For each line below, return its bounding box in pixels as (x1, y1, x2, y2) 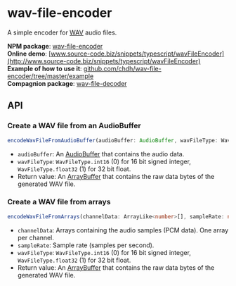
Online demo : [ (7, 49, 51, 58)
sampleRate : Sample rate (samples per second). (17, 241, 155, 249)
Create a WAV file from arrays (7, 197, 111, 207)
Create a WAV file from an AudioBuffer (7, 121, 142, 131)
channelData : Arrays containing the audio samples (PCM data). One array (17, 225, 229, 234)
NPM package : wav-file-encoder (7, 42, 103, 50)
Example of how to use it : (7, 64, 82, 73)
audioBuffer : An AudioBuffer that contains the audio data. (17, 149, 185, 158)
